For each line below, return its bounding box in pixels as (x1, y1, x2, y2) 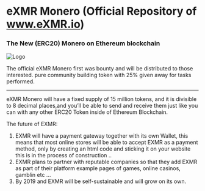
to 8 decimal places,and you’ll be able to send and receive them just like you (6, 102, 198, 110)
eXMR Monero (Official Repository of (6, 4, 197, 18)
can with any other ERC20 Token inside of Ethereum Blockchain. (6, 108, 168, 116)
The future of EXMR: (6, 121, 58, 128)
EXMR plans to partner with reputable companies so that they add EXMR (15, 158, 198, 166)
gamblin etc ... (15, 171, 51, 179)
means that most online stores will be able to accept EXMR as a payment (15, 139, 198, 146)
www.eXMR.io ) (6, 17, 85, 31)
